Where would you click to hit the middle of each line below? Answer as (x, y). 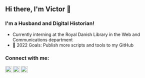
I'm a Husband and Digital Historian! (50, 23)
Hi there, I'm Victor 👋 (38, 9)
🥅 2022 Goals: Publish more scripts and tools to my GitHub (73, 45)
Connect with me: (27, 58)
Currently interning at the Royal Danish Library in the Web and (76, 34)
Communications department (42, 39)
